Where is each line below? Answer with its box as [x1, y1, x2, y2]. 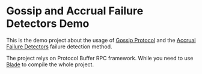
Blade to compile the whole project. [6, 61, 94, 68]
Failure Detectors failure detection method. [6, 43, 112, 50]
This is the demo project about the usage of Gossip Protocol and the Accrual [6, 36, 196, 44]
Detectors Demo [6, 17, 90, 30]
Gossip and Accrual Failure [6, 4, 144, 18]
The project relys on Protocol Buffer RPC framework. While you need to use [6, 54, 194, 61]
